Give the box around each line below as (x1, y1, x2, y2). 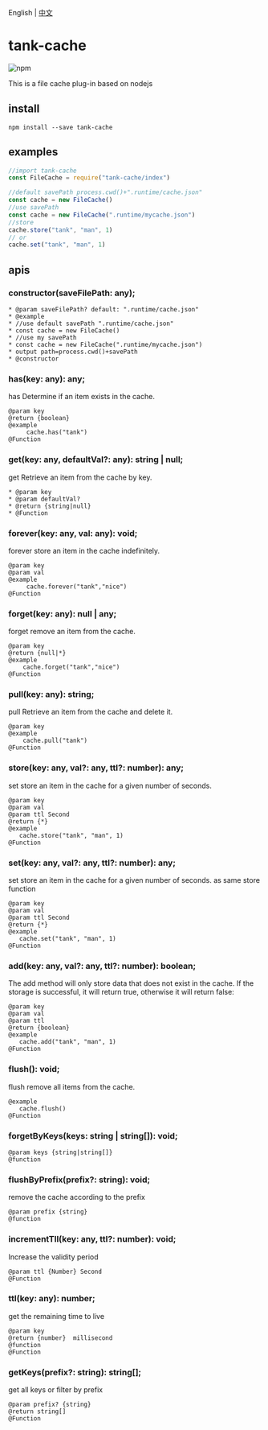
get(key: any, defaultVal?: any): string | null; (8, 454, 184, 465)
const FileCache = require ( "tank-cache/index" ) (8, 174, 171, 182)
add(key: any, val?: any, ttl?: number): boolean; (8, 961, 197, 971)
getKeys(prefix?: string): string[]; (8, 1366, 142, 1378)
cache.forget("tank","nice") (22, 663, 120, 671)
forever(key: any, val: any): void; (8, 527, 138, 538)
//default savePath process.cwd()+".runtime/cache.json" (8, 188, 203, 196)
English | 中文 (8, 8, 54, 17)
